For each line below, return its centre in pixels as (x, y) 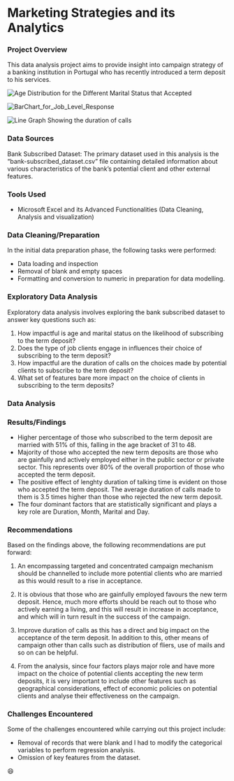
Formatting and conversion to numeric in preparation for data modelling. (121, 279)
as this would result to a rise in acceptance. (80, 581)
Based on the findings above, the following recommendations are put (107, 545)
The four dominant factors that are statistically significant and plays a (117, 504)
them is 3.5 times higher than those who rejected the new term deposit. (120, 497)
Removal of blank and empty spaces (70, 272)
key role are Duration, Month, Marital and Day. (83, 512)
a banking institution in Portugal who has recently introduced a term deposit (116, 72)
